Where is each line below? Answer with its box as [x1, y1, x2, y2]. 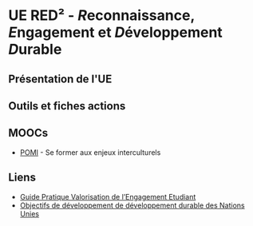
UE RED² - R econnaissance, [8, 6, 196, 25]
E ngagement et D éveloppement [8, 23, 223, 42]
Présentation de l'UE [8, 72, 113, 85]
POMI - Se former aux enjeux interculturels [19, 147, 161, 157]
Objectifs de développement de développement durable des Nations [19, 200, 245, 210]
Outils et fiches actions [8, 99, 126, 113]
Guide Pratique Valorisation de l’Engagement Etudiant [19, 192, 196, 201]
